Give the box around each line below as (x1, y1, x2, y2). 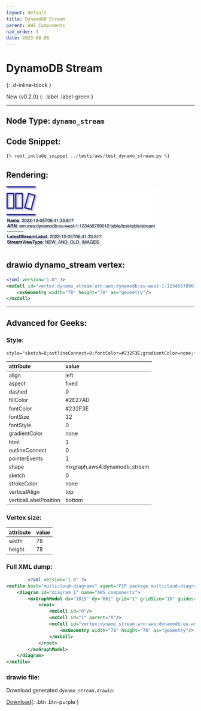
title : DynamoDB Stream (6, 16, 66, 22)
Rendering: (6, 170, 49, 180)
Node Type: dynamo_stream (6, 116, 105, 126)
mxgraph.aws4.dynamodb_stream (65, 463, 150, 470)
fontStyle (8, 422, 32, 429)
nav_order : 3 (6, 29, 39, 35)
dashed (8, 388, 28, 395)
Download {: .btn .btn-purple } (6, 698, 79, 706)
